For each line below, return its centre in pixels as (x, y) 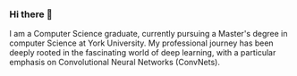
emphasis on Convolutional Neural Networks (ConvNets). (115, 63)
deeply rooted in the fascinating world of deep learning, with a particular (143, 53)
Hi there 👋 (31, 14)
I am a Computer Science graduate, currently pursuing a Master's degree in (148, 34)
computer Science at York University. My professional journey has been (142, 43)
